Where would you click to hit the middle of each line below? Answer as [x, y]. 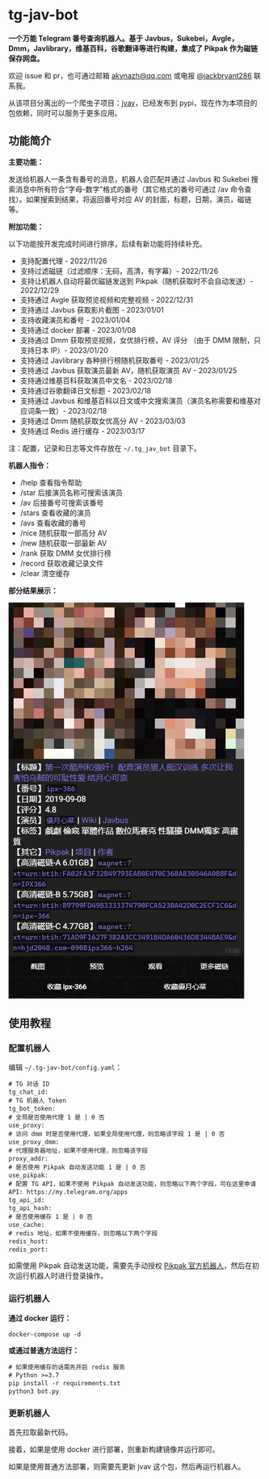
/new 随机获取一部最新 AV [63, 543]
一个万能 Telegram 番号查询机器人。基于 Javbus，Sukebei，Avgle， [124, 38]
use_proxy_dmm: [34, 1142]
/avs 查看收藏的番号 [53, 523]
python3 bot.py [34, 1391]
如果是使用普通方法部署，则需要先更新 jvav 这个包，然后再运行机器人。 [127, 1467]
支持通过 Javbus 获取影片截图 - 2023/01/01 [92, 309]
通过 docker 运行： [40, 1317]
